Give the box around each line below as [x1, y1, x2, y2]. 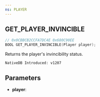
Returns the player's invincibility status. [5, 51, 84, 57]
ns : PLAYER [5, 7, 27, 12]
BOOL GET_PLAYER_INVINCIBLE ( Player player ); [5, 42, 96, 48]
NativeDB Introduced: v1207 [5, 61, 62, 65]
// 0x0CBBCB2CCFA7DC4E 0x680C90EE [5, 38, 75, 43]
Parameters [5, 74, 41, 82]
